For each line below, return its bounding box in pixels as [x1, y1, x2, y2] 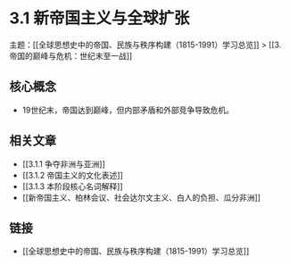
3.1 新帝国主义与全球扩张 [9, 8, 190, 29]
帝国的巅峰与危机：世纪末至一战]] [9, 50, 133, 61]
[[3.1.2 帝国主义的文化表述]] [21, 170, 123, 180]
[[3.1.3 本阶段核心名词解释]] [21, 180, 123, 192]
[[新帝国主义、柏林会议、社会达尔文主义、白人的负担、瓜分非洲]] [21, 192, 261, 203]
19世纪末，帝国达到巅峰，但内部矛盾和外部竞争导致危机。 [21, 104, 235, 115]
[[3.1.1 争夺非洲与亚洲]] [21, 158, 105, 170]
